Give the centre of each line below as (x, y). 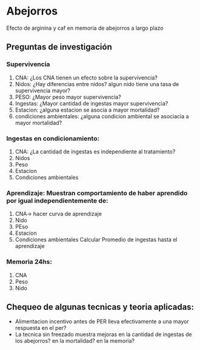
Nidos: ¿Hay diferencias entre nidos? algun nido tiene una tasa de (97, 84)
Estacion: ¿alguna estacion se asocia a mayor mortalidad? (87, 110)
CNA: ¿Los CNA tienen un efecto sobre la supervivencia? (86, 78)
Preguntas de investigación (59, 47)
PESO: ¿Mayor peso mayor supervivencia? (68, 97)
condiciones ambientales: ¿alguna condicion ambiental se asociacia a (102, 116)
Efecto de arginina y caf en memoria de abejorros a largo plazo (85, 28)
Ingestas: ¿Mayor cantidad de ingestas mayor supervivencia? (92, 103)
